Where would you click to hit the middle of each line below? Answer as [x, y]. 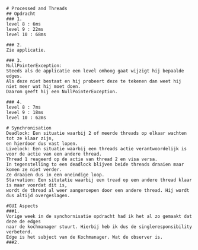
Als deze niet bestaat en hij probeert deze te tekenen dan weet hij [94, 81]
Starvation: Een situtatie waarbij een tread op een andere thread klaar [99, 180]
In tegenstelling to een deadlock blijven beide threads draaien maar [95, 164]
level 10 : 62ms [26, 118]
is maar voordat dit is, [37, 185]
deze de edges [24, 221]
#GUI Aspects [22, 206]
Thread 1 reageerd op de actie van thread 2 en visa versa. [82, 159]
